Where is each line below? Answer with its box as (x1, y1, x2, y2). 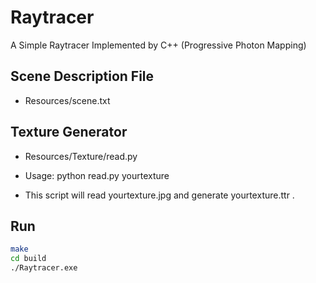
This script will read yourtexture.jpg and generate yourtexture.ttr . (24, 189, 295, 201)
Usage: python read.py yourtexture (24, 169, 170, 181)
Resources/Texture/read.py (24, 150, 138, 162)
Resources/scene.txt (24, 94, 111, 106)
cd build (10, 254, 47, 264)
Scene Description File (10, 68, 155, 85)
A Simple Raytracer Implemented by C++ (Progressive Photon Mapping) (10, 39, 307, 51)
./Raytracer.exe (10, 263, 78, 273)
